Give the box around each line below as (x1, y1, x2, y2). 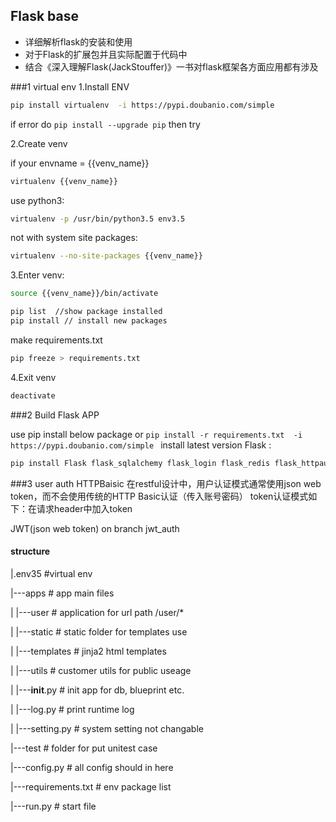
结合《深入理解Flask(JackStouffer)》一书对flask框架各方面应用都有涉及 (24, 60, 319, 73)
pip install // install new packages (10, 316, 168, 326)
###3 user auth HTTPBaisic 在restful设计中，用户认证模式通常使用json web (10, 477, 322, 489)
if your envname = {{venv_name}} (10, 157, 150, 169)
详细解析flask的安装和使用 (24, 35, 133, 48)
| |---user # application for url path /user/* (10, 606, 185, 618)
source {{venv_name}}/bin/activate (10, 289, 159, 299)
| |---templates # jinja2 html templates (10, 645, 167, 657)
